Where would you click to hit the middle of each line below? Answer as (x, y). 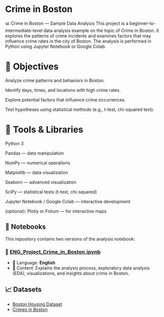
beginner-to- (143, 23)
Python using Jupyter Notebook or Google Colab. (56, 46)
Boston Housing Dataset (37, 304)
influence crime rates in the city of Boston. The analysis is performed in (78, 41)
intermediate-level (24, 30)
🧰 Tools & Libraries (44, 130)
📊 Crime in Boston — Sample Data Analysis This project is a (67, 23)
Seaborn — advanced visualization (41, 182)
